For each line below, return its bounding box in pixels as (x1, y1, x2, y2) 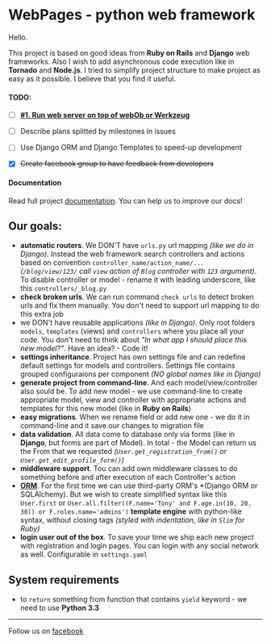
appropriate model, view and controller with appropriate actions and (19, 395, 247, 405)
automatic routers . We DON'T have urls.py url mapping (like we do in (19, 241, 254, 250)
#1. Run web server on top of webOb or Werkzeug (19, 111, 190, 120)
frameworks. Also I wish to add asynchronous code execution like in (8, 57, 235, 66)
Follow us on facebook (8, 626, 84, 636)
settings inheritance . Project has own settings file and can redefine (19, 352, 246, 362)
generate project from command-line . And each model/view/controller (19, 378, 258, 388)
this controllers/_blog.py (19, 284, 107, 293)
